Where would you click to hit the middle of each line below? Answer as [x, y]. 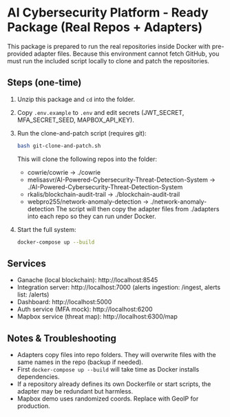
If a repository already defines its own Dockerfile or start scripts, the [114, 384]
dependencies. [38, 377]
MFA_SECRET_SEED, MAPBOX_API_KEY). [75, 120]
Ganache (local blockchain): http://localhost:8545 [87, 280]
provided [20, 54]
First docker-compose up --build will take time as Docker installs [108, 370]
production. [33, 406]
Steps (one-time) [44, 83]
